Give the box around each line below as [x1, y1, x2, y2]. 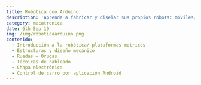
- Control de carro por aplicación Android [11, 70, 121, 76]
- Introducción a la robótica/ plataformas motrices [11, 42, 146, 48]
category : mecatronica [6, 20, 63, 26]
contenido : [6, 37, 33, 42]
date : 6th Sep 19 [6, 25, 50, 32]
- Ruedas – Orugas [11, 53, 58, 59]
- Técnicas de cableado [11, 59, 71, 65]
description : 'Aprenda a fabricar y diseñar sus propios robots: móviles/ [6, 14, 197, 20]
